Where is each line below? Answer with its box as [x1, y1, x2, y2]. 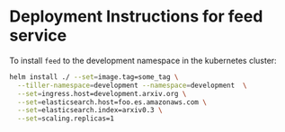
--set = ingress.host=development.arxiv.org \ [17, 89, 187, 98]
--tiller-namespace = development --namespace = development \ [17, 81, 247, 90]
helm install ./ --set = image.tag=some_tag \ [9, 72, 179, 82]
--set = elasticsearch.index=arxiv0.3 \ [17, 106, 164, 115]
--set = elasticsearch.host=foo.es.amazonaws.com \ [17, 97, 207, 107]
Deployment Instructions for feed [9, 6, 263, 27]
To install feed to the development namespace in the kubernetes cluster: [9, 55, 277, 66]
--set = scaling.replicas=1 [17, 114, 115, 123]
